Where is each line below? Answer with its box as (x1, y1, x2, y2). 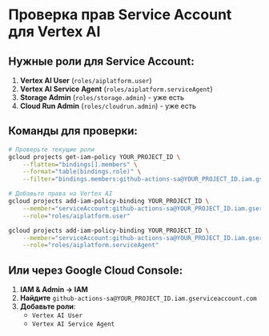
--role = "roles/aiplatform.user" (22, 212, 130, 220)
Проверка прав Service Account (8, 6, 232, 24)
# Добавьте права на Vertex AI (8, 190, 113, 198)
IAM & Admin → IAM (19, 285, 88, 294)
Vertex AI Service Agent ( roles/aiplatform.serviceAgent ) (19, 84, 214, 94)
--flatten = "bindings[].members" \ (22, 160, 138, 169)
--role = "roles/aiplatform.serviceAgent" (22, 242, 159, 250)
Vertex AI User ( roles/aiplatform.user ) (19, 76, 152, 85)
